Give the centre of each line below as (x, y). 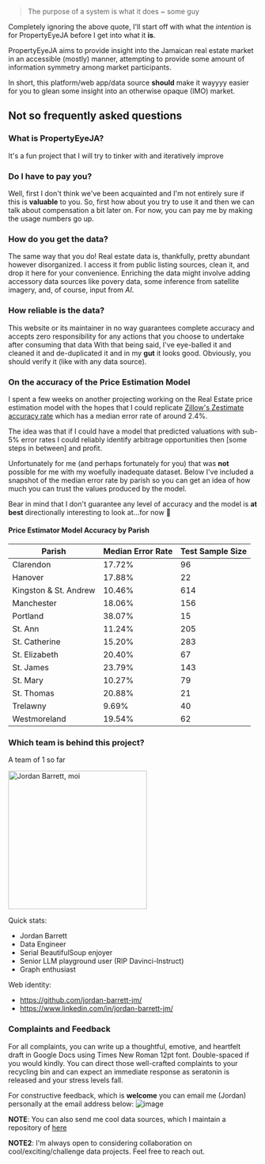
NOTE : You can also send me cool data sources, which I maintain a (117, 1119)
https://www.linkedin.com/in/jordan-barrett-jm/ (97, 1009)
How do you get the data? (58, 239)
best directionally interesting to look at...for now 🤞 (90, 512)
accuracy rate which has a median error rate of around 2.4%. (108, 415)
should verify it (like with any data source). (78, 361)
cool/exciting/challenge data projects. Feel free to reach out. (107, 1151)
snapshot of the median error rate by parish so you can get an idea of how (129, 480)
